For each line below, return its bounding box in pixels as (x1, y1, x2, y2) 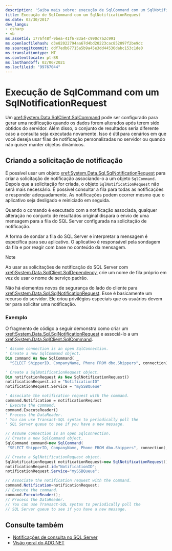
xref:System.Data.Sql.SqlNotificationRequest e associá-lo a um (5, 331, 138, 337)
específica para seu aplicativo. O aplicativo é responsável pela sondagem (5, 238, 160, 245)
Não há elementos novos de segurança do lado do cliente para (5, 284, 138, 291)
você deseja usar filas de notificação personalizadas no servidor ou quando (5, 136, 165, 142)
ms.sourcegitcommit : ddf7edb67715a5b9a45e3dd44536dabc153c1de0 (5, 46, 143, 51)
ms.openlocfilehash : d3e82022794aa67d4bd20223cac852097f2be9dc (5, 41, 143, 46)
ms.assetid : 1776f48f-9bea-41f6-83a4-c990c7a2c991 (5, 36, 116, 41)
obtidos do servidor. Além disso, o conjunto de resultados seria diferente (5, 125, 159, 131)
